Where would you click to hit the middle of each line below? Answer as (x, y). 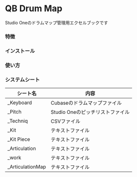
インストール (20, 51)
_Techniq (18, 121)
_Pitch (15, 112)
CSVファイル (66, 121)
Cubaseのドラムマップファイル (86, 103)
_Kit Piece (19, 139)
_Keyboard (20, 102)
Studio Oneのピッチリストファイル (90, 112)
